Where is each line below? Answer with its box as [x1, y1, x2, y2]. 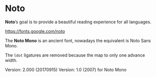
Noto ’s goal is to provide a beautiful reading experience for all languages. [5, 19, 152, 25]
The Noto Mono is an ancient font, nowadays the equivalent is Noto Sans [5, 37, 151, 44]
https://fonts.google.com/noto [5, 28, 65, 34]
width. [5, 57, 18, 63]
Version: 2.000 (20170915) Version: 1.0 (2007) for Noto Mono [5, 66, 127, 73]
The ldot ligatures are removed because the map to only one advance [5, 52, 145, 58]
